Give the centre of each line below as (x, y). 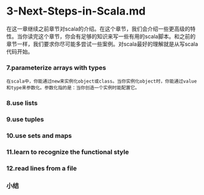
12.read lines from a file (42, 168)
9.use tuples (25, 120)
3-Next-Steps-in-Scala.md (76, 11)
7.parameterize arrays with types (56, 67)
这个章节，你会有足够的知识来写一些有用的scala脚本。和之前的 (117, 36)
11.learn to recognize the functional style (68, 152)
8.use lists (22, 103)
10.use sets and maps (39, 136)
